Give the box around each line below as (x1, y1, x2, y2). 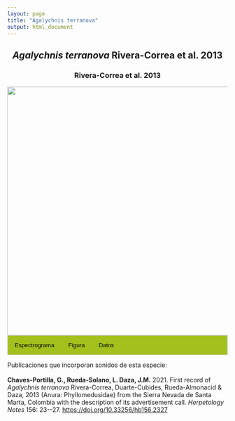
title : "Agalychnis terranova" (7, 17, 99, 24)
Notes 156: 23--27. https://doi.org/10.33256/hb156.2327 (7, 405, 168, 414)
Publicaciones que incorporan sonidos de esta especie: (7, 361, 168, 369)
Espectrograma (15, 341, 55, 349)
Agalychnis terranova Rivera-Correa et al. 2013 (12, 49, 223, 61)
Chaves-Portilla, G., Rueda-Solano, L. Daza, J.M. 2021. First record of (7, 375, 211, 384)
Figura (68, 341, 85, 349)
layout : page (7, 10, 45, 18)
